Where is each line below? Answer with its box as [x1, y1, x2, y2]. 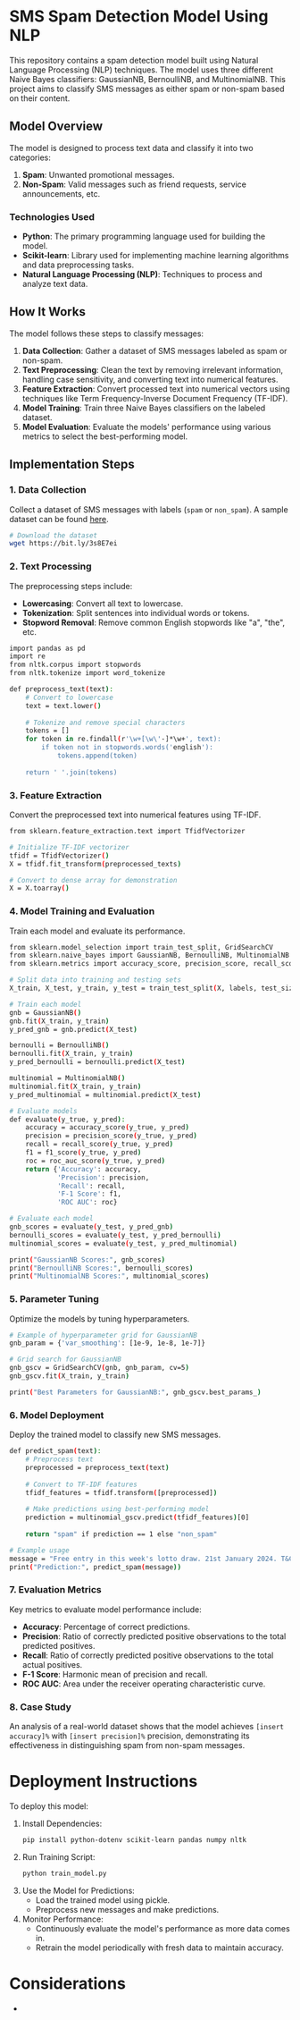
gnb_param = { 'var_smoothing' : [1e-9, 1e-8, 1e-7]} [9, 1339, 205, 1348]
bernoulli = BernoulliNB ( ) [9, 1041, 110, 1050]
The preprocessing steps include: [9, 580, 133, 591]
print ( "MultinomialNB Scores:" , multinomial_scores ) [9, 1272, 210, 1280]
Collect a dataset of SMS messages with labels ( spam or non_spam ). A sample [9, 503, 288, 515]
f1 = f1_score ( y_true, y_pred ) [25, 1148, 142, 1157]
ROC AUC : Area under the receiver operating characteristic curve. [21, 1678, 266, 1689]
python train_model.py [21, 1869, 107, 1878]
